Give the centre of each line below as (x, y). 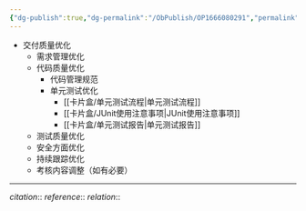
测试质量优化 (60, 136)
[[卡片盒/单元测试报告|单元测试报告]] (132, 125)
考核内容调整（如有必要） (84, 170)
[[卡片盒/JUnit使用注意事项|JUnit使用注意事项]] (152, 113)
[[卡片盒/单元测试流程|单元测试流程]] (132, 102)
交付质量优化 (46, 45)
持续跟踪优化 (60, 158)
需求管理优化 (60, 56)
